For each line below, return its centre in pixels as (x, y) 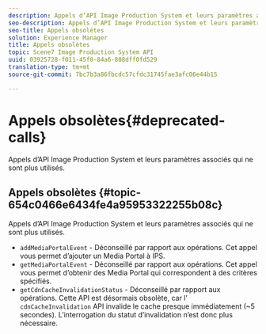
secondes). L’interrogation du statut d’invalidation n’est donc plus (126, 315)
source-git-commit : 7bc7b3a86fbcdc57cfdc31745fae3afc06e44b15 (113, 74)
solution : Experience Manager (58, 38)
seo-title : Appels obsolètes (56, 30)
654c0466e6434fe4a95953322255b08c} (116, 205)
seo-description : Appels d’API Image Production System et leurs (118, 23)
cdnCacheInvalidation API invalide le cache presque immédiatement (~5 (137, 306)
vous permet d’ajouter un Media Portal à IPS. (92, 256)
